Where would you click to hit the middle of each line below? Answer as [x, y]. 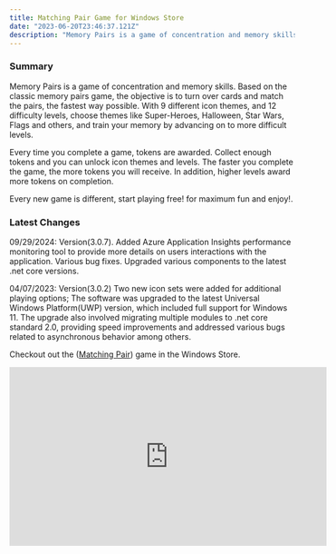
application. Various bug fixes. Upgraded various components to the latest [148, 261]
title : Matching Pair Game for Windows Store [96, 18]
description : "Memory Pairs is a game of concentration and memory [139, 35]
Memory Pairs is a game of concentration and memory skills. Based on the [149, 86]
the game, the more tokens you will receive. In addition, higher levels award [150, 171]
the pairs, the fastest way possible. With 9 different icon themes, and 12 [143, 105]
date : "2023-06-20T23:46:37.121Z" [75, 26]
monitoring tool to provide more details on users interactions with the [138, 252]
